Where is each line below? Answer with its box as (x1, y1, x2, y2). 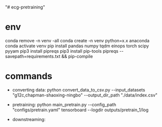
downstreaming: (12, 116, 46, 122)
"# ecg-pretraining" (5, 4, 46, 10)
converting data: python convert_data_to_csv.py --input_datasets (12, 87, 145, 93)
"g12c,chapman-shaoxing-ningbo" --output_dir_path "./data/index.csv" (12, 92, 158, 98)
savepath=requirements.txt (5, 53, 60, 59)
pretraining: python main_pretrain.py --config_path (12, 101, 116, 107)
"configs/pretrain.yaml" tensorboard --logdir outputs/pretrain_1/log (12, 107, 149, 113)
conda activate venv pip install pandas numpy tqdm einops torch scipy (5, 43, 149, 49)
